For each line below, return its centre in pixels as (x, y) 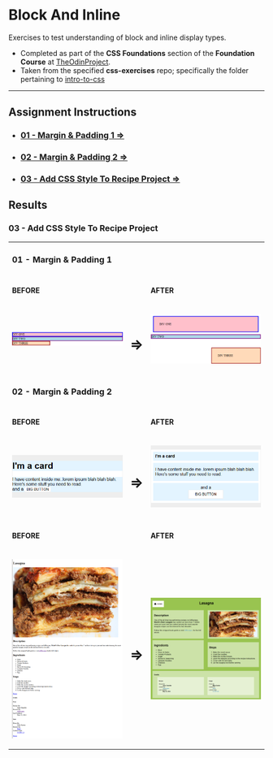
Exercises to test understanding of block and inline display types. (117, 37)
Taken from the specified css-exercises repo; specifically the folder (134, 70)
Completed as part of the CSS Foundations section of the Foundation (137, 53)
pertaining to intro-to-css (63, 79)
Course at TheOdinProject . (65, 62)
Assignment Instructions (72, 113)
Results (28, 205)
